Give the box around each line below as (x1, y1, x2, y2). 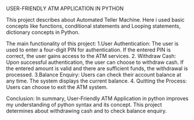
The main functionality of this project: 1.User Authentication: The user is (6, 40, 179, 47)
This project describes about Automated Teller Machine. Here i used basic (6, 16, 185, 23)
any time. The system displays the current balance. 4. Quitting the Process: (6, 77, 187, 84)
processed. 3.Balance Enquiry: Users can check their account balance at (6, 71, 182, 78)
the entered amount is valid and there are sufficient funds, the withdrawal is (6, 65, 188, 72)
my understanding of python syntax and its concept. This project (6, 101, 162, 108)
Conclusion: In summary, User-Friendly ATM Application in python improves (6, 95, 189, 102)
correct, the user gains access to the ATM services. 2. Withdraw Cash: (6, 53, 176, 59)
